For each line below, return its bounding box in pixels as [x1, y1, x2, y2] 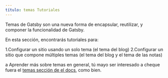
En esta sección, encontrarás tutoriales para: [5, 36, 99, 43]
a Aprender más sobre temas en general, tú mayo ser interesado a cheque [5, 61, 160, 67]
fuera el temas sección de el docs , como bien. [5, 67, 102, 73]
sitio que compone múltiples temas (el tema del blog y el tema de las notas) [5, 52, 163, 58]
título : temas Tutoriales [5, 7, 60, 13]
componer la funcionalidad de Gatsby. [5, 26, 85, 33]
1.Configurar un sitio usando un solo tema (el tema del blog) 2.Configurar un [5, 46, 163, 52]
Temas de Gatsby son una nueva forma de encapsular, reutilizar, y [5, 21, 143, 27]
